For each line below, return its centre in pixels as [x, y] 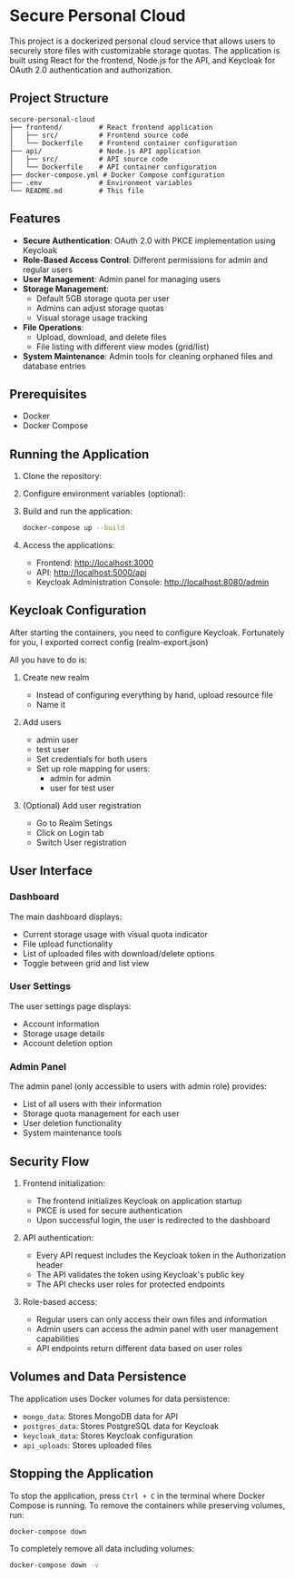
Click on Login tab [70, 832]
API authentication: [58, 1237]
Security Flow [49, 1161]
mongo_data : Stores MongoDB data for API [100, 1416]
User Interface [51, 871]
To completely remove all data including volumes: [102, 1549]
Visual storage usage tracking [92, 318]
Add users [42, 721]
